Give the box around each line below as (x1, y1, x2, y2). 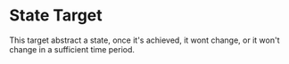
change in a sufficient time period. (9, 44, 136, 54)
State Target (9, 5, 103, 26)
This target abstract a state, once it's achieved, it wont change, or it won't (9, 35, 280, 45)
